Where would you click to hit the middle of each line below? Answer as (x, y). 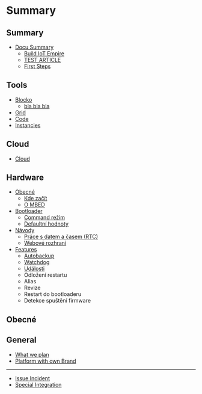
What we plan (32, 354)
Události (34, 269)
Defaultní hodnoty (46, 224)
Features (26, 250)
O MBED (34, 205)
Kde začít (35, 199)
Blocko (23, 99)
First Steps (37, 66)
